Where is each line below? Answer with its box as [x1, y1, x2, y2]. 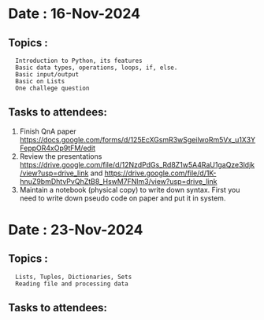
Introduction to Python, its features [15, 57, 143, 64]
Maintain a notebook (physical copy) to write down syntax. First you [19, 185, 240, 194]
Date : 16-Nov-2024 [8, 5, 140, 23]
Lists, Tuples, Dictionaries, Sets [15, 273, 132, 281]
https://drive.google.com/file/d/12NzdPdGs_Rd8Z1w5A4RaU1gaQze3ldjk [19, 160, 255, 169]
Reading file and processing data [15, 280, 128, 288]
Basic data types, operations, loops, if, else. [15, 64, 178, 72]
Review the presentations [19, 151, 102, 161]
